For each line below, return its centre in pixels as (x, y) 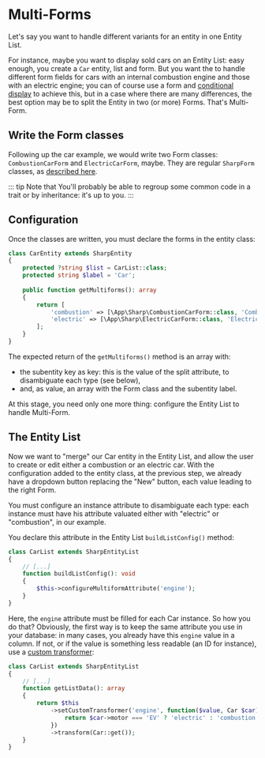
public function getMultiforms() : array (90, 290)
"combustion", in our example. (57, 522)
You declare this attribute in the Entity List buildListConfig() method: (121, 537)
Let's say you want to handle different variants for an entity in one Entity (125, 36)
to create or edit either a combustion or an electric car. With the (111, 465)
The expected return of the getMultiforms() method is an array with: (119, 356)
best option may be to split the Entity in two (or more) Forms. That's (118, 102)
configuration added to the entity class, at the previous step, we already (125, 473)
